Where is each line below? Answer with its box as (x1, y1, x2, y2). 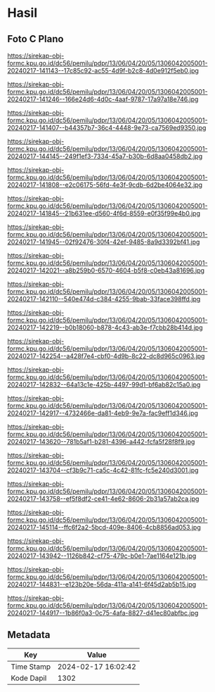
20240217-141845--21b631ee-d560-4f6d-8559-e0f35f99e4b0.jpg (7, 209, 200, 217)
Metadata (7, 629, 51, 641)
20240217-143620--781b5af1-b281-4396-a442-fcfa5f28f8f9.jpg (7, 438, 195, 445)
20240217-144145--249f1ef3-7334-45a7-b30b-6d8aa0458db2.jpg (7, 152, 203, 160)
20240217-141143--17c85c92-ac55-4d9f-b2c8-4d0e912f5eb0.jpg (7, 67, 199, 74)
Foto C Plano (7, 33, 64, 45)
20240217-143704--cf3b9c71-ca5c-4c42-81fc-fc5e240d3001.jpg (7, 466, 199, 474)
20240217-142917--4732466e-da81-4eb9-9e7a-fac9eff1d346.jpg (7, 409, 199, 417)
